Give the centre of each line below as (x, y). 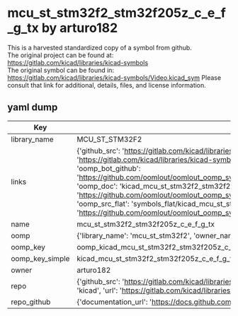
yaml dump (33, 107)
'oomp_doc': (97, 186)
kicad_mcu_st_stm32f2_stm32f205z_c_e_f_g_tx (157, 258)
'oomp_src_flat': (103, 204)
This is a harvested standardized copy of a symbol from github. (100, 47)
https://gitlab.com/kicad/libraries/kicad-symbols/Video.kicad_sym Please (114, 77)
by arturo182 (80, 28)
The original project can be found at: (61, 55)
